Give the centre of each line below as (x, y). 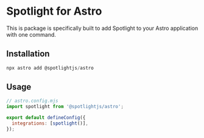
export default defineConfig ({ (46, 118)
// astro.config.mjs (33, 101)
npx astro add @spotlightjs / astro (50, 68)
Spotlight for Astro (54, 11)
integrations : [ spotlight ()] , (50, 123)
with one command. (31, 34)
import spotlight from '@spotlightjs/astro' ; (65, 107)
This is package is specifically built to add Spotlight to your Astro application (102, 28)
